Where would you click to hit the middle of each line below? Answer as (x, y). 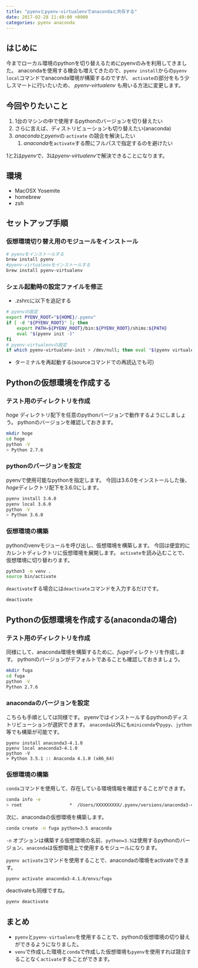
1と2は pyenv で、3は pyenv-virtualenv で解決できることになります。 (87, 156)
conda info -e (24, 799)
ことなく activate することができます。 (66, 959)
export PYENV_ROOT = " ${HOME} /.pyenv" (51, 317)
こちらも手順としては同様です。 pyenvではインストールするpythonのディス (97, 717)
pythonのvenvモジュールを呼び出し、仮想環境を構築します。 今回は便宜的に (98, 545)
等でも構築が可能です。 (34, 731)
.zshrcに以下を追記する (43, 301)
